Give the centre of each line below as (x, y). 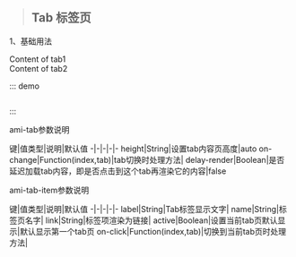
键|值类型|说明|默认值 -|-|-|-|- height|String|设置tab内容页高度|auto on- (141, 149)
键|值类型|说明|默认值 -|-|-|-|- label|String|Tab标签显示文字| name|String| (144, 209)
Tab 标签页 (61, 18)
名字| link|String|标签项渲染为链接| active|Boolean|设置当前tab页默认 (151, 220)
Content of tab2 (39, 68)
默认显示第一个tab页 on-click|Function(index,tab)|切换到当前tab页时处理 (153, 231)
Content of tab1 (38, 59)
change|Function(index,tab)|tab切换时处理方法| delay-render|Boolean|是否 (147, 159)
